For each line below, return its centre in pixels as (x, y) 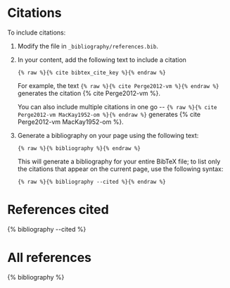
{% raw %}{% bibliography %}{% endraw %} (79, 148)
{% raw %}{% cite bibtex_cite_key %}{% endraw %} (92, 73)
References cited (58, 210)
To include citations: (37, 32)
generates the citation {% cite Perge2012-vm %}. (89, 93)
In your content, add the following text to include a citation (102, 60)
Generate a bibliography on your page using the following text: (108, 135)
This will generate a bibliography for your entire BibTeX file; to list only (119, 161)
